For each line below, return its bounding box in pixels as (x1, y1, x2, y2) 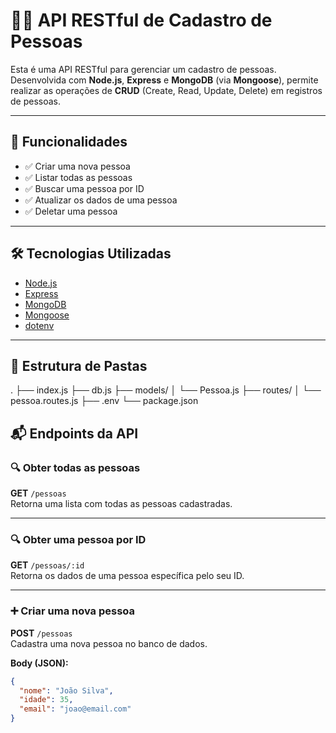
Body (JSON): (10, 657, 69, 669)
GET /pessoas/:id (10, 559, 85, 571)
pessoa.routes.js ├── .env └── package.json (10, 395, 199, 407)
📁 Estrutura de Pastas (10, 357, 148, 374)
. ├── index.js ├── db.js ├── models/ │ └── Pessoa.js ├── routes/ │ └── (10, 384, 322, 396)
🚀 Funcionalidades (10, 134, 128, 151)
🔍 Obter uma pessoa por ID (10, 532, 147, 546)
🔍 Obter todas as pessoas (10, 460, 141, 474)
